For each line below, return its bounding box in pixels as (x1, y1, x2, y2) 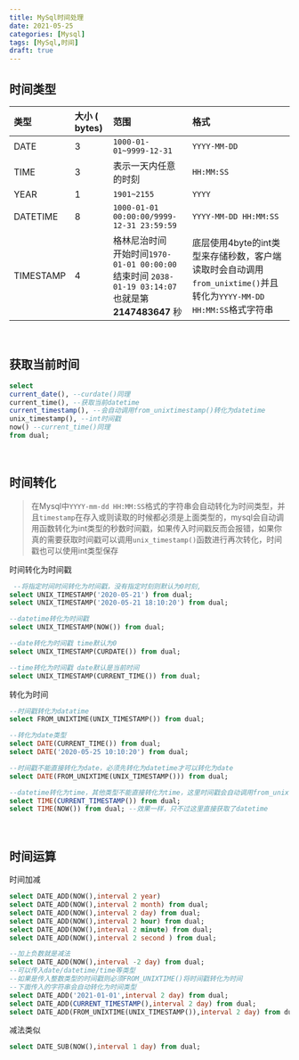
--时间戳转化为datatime (9, 706, 89, 716)
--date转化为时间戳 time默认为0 (9, 639, 117, 648)
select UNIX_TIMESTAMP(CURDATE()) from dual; (9, 647, 181, 656)
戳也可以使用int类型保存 (30, 545, 119, 555)
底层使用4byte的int (191, 236, 271, 249)
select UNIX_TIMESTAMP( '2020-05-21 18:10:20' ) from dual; (9, 598, 229, 607)
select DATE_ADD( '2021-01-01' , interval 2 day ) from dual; (9, 990, 229, 999)
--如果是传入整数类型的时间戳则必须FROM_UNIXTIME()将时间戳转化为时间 (9, 974, 243, 983)
